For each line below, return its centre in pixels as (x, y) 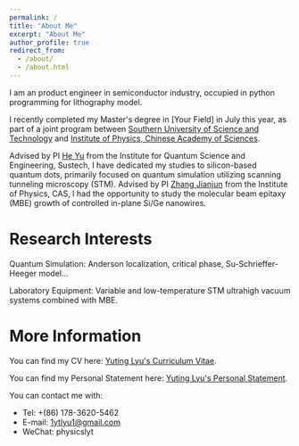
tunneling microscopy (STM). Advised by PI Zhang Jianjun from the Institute (149, 184)
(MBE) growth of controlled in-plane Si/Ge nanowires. (108, 202)
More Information (75, 336)
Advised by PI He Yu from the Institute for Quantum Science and (127, 155)
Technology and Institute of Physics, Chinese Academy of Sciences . (135, 138)
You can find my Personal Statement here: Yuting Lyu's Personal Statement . (149, 378)
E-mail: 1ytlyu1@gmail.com (71, 422)
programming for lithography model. (76, 102)
